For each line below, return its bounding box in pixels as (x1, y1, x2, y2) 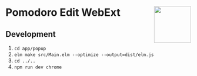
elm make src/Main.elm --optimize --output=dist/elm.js (14, 52, 154, 58)
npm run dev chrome (14, 64, 62, 70)
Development (5, 29, 56, 39)
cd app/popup (14, 46, 46, 51)
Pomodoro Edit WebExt (5, 6, 121, 19)
